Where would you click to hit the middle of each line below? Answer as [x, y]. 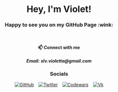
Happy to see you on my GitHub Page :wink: [59, 25]
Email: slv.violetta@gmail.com [59, 60]
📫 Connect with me [59, 47]
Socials [59, 74]
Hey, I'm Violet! [59, 9]
